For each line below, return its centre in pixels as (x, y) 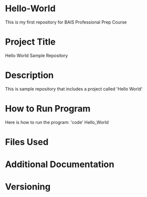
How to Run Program (48, 109)
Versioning (28, 187)
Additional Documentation (60, 164)
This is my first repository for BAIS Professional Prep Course (66, 22)
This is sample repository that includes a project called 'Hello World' (74, 89)
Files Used (27, 142)
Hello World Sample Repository (37, 55)
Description (29, 75)
